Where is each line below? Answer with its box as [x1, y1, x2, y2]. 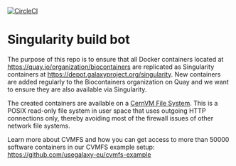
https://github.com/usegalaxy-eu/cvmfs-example [7, 150, 151, 159]
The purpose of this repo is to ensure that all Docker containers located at [7, 55, 224, 63]
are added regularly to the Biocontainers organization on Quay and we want [7, 77, 229, 86]
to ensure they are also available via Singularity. [7, 85, 147, 94]
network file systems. [7, 121, 70, 130]
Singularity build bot [7, 32, 130, 48]
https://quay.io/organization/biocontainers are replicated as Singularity [7, 62, 215, 71]
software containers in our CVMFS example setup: [7, 143, 155, 151]
